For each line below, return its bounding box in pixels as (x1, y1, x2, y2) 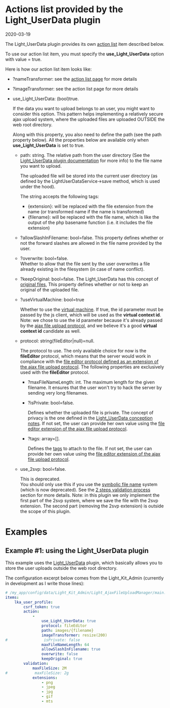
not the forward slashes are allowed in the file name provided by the (20, 240, 162, 246)
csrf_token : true (23, 604, 60, 609)
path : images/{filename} (41, 628, 94, 633)
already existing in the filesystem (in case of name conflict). (20, 266, 145, 272)
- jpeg (41, 685, 56, 690)
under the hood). (20, 183, 56, 189)
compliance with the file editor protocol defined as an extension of (20, 358, 159, 364)
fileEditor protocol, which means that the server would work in (20, 353, 151, 359)
